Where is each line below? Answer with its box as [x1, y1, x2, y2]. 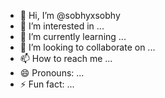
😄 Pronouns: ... [19, 67, 85, 79]
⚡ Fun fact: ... [19, 78, 75, 90]
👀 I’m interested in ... [19, 20, 105, 32]
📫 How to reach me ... [19, 53, 113, 64]
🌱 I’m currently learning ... [19, 31, 127, 42]
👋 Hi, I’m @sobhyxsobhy [19, 10, 121, 21]
